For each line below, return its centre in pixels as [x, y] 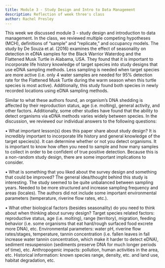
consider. [15, 162]
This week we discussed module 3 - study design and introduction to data [80, 33]
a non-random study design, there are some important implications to [76, 157]
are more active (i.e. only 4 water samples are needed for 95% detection [79, 75]
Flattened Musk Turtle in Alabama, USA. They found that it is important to [79, 59]
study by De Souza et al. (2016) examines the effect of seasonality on [76, 49]
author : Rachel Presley [30, 19]
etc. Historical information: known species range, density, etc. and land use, [82, 255]
